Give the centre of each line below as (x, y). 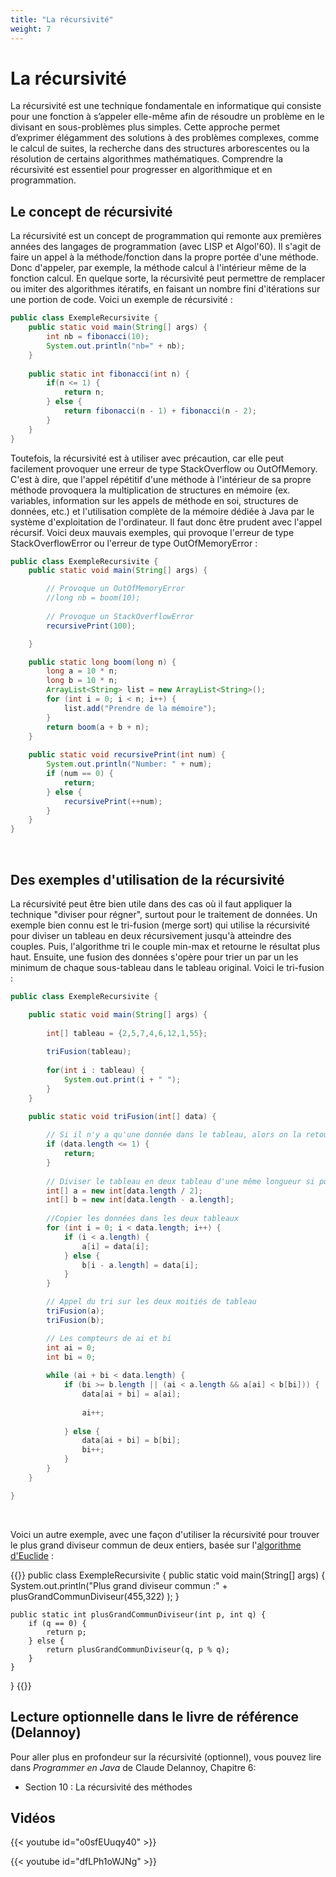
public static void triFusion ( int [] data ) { (122, 1116)
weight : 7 (31, 29)
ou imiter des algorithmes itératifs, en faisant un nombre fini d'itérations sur (165, 289)
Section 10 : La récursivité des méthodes (108, 1787)
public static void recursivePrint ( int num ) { (127, 755)
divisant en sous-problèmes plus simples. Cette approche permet (145, 127)
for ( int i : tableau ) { (95, 1071)
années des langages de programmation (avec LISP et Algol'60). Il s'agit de (166, 247)
